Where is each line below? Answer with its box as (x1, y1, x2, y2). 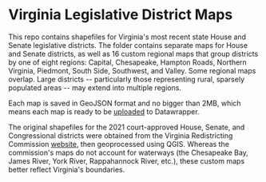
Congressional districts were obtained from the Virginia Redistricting (8, 130, 233, 140)
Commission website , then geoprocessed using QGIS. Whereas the (8, 139, 230, 148)
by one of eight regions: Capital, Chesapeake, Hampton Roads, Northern (8, 57, 248, 67)
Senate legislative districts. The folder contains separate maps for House (8, 40, 248, 49)
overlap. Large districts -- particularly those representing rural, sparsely (8, 74, 245, 84)
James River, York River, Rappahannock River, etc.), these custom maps (8, 156, 245, 165)
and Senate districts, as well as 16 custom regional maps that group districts (8, 49, 259, 58)
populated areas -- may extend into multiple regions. (8, 82, 182, 93)
